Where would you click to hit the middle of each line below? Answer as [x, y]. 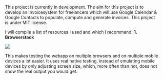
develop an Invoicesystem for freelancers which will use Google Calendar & [81, 12]
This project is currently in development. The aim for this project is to [74, 7]
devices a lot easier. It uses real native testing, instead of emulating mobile [80, 61]
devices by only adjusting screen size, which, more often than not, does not [81, 66]
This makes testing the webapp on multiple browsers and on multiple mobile [82, 56]
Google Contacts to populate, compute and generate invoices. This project [80, 17]
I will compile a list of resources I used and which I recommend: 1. [71, 32]
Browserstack [20, 37]
